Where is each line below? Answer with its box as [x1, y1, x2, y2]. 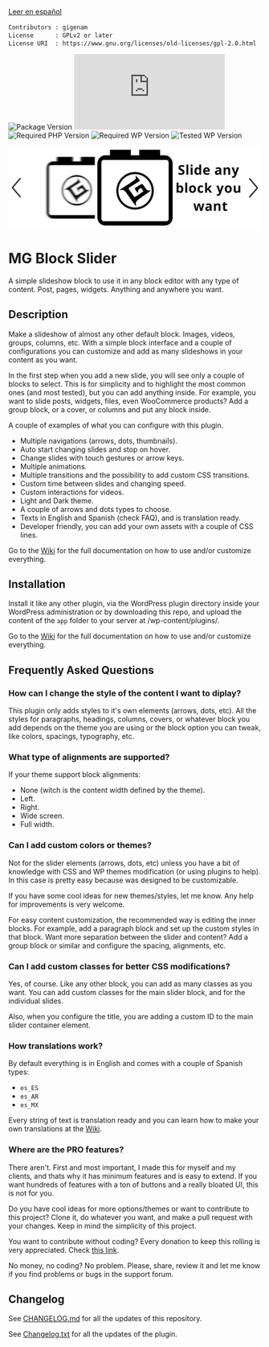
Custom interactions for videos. [19, 487, 124, 497]
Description [8, 308, 68, 321]
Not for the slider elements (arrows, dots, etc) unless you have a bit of [8, 857, 240, 868]
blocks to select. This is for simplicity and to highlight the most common [8, 378, 247, 389]
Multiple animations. [19, 461, 88, 471]
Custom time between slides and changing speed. [19, 478, 186, 488]
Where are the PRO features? [8, 1144, 124, 1155]
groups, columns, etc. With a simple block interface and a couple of [8, 337, 233, 347]
